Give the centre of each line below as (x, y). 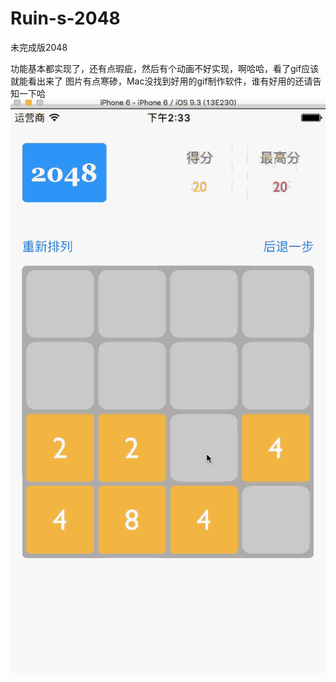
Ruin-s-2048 (65, 18)
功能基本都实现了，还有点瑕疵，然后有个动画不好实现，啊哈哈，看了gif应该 (165, 68)
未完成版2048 (39, 47)
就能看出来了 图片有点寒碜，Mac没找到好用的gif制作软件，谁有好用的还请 (161, 81)
